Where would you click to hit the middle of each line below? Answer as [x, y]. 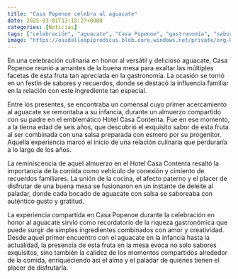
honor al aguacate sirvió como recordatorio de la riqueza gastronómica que [118, 223]
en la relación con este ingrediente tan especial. [77, 91]
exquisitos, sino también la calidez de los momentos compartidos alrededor [118, 253]
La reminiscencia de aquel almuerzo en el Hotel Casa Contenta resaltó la [113, 163]
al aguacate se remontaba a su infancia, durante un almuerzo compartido [114, 112]
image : [17, 40]
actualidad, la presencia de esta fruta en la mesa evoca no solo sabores [112, 245]
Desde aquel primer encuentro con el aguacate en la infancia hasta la [109, 238]
